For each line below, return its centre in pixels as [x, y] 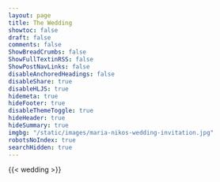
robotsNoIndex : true [42, 140]
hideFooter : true [37, 103]
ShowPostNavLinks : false [49, 67]
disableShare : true [40, 81]
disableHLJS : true [38, 89]
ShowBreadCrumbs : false [47, 52]
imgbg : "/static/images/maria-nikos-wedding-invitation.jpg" [111, 132]
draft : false [30, 37]
